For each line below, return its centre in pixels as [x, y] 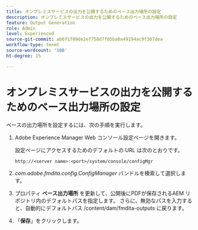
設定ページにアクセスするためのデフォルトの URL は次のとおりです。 [99, 150]
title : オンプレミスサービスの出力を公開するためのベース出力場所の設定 [84, 12]
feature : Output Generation [41, 23]
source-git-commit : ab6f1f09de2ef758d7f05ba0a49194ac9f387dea [84, 39]
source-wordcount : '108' [37, 51]
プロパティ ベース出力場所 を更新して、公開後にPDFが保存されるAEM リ [103, 193]
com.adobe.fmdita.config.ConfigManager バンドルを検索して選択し [98, 173]
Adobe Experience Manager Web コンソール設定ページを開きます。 [97, 137]
